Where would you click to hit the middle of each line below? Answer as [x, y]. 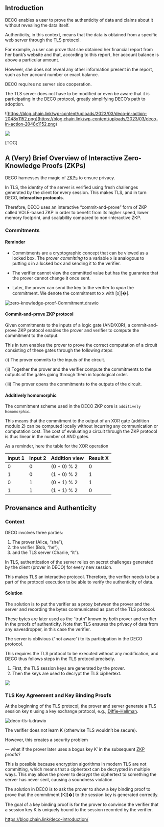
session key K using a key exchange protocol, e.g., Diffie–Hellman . [72, 711]
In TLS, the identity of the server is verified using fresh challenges [72, 187]
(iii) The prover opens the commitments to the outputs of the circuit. [73, 384]
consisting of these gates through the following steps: [59, 350]
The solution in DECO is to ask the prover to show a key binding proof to [78, 789]
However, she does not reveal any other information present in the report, [79, 69]
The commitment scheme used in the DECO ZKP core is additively [73, 406]
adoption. [15, 104]
